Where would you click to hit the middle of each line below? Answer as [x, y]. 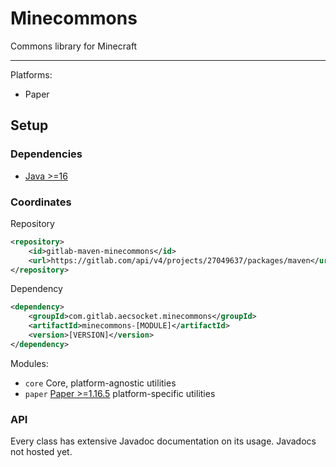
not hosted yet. [41, 452]
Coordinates [41, 202]
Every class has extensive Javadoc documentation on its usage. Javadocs [163, 441]
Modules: [29, 363]
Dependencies [46, 154]
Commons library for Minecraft [74, 46]
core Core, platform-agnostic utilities [100, 383]
